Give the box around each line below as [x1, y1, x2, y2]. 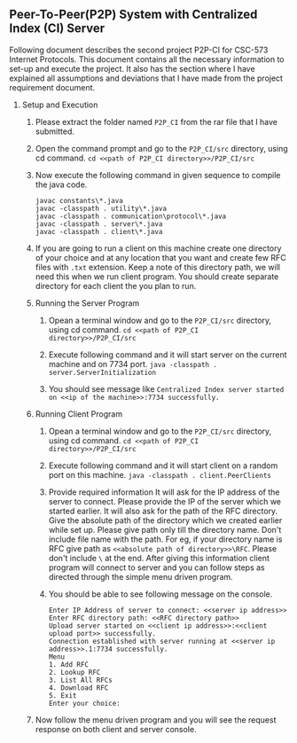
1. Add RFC [48, 660, 89, 669]
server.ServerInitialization [48, 368, 157, 377]
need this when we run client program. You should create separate [35, 270, 279, 282]
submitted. [35, 126, 75, 137]
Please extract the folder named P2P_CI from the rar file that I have [35, 116, 277, 127]
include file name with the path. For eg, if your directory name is [48, 534, 283, 544]
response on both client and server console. [35, 723, 197, 734]
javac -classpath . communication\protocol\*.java [35, 212, 227, 221]
